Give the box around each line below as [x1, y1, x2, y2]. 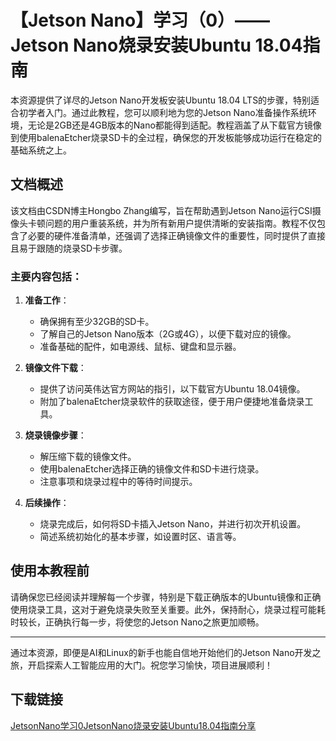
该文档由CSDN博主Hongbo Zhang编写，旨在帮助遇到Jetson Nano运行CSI [10, 204, 313, 216]
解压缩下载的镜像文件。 [39, 451, 137, 463]
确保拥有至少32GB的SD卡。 [39, 316, 155, 328]
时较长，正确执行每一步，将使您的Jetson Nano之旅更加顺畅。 [10, 616, 265, 628]
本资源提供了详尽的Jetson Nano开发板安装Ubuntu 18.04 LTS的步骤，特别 [10, 94, 312, 106]
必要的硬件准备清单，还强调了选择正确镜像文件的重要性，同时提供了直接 [27, 229, 326, 241]
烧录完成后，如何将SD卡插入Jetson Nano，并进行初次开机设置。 [39, 518, 307, 530]
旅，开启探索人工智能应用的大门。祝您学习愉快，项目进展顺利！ [10, 659, 273, 671]
